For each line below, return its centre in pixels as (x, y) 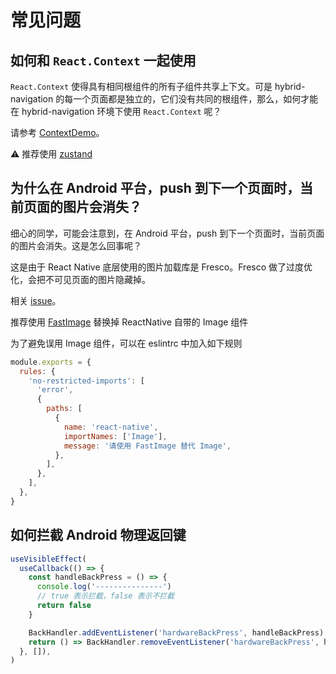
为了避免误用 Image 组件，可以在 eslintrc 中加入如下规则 (126, 343)
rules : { (37, 371)
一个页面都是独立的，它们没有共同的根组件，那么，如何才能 (196, 99)
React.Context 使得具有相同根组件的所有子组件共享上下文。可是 (141, 86)
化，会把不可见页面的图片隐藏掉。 (80, 279)
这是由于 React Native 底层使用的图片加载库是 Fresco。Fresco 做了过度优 (161, 267)
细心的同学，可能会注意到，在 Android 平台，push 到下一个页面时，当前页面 (167, 233)
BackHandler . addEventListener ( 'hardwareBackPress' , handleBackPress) (176, 632)
